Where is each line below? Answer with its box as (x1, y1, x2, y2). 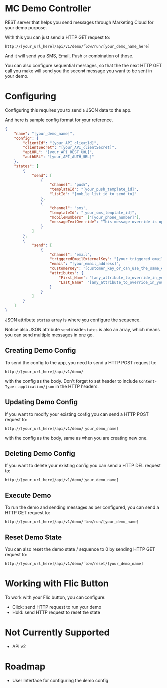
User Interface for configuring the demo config (12, 677, 109, 683)
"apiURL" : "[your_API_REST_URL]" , (23, 150, 94, 155)
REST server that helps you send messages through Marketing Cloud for (5, 19, 154, 25)
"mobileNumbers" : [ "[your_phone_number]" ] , (49, 215, 141, 220)
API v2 (12, 643, 26, 649)
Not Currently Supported (5, 627, 110, 638)
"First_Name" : (58, 275, 88, 280)
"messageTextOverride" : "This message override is (49, 219, 157, 225)
